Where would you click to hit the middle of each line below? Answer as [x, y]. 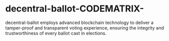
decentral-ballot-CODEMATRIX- [75, 9]
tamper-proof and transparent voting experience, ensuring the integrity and [85, 27]
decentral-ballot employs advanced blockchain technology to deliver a [80, 22]
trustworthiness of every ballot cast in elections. [56, 33]
